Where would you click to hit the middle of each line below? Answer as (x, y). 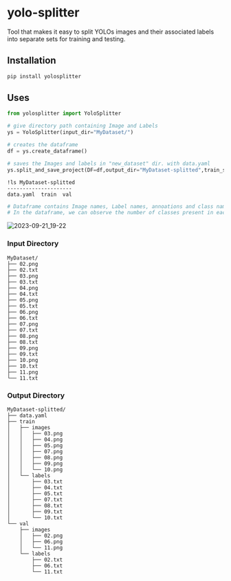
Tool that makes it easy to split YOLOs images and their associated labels (111, 32)
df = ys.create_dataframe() (47, 151)
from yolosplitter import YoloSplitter (64, 114)
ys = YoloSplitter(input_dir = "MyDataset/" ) (70, 133)
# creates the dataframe (43, 145)
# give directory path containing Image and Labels (82, 126)
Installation (32, 61)
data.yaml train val (40, 194)
